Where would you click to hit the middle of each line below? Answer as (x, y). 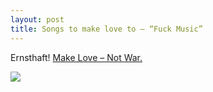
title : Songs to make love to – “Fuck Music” (106, 29)
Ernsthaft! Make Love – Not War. (76, 57)
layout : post (37, 19)
